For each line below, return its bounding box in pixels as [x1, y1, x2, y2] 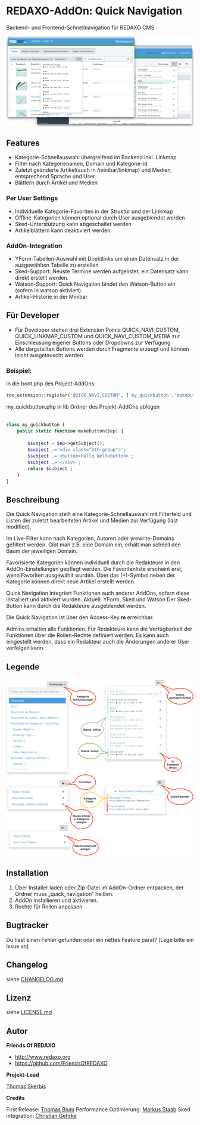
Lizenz [6, 993, 32, 1003]
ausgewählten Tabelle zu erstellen [14, 261, 99, 268]
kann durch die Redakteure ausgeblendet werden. [23, 602, 146, 610]
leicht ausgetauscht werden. [14, 351, 85, 358]
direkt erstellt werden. [14, 274, 69, 281]
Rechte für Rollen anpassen [14, 903, 83, 910]
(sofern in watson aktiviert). [14, 286, 83, 293]
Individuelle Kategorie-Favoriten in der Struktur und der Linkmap [14, 208, 173, 215]
